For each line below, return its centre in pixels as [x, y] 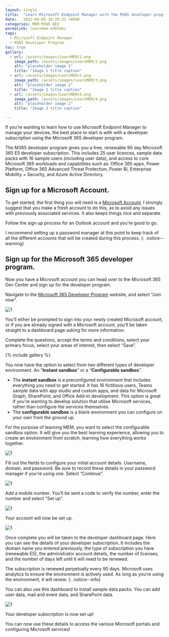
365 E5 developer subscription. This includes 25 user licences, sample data [84, 153]
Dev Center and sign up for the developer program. [58, 284]
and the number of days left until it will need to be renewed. [67, 559]
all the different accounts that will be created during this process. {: [75, 238]
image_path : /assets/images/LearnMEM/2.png [61, 62]
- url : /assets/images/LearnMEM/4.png [51, 94]
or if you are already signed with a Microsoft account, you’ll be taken [76, 325]
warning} [15, 243]
